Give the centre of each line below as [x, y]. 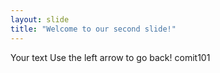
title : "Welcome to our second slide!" [93, 29]
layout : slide [40, 19]
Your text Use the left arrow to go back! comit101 [110, 57]
